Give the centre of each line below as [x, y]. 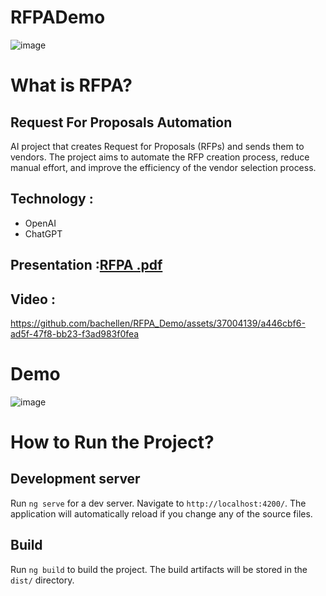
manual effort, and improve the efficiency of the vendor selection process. [163, 167]
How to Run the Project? [112, 442]
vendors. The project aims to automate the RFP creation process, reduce [160, 157]
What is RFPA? [71, 85]
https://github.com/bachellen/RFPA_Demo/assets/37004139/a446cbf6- [158, 323]
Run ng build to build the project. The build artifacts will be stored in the [159, 569]
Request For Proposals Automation [121, 122]
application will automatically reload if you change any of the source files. [161, 513]
